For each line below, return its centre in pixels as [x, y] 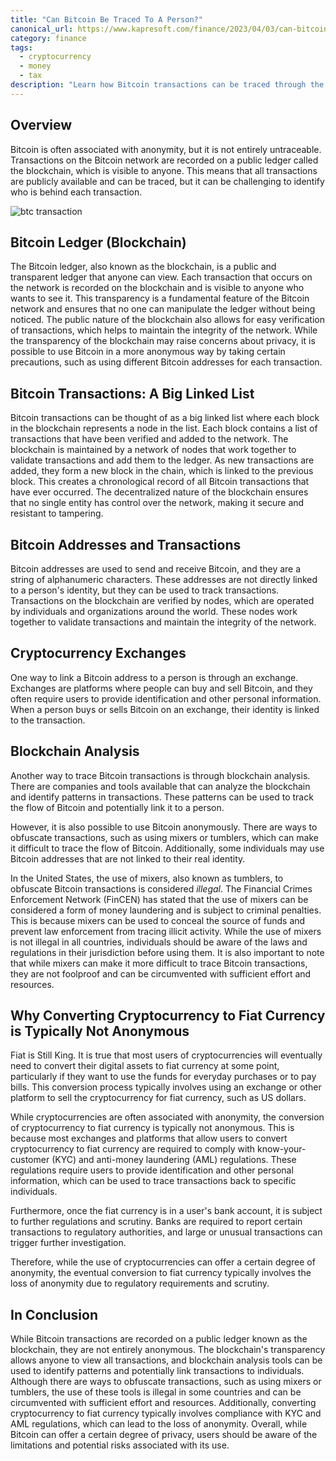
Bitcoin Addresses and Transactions [126, 544]
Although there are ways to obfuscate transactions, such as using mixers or [166, 1382]
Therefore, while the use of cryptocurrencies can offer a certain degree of [163, 1262]
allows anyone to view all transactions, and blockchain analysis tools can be [166, 1360]
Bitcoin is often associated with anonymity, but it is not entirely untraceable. [166, 149]
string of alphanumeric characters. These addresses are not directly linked [164, 579]
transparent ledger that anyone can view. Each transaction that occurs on [161, 277]
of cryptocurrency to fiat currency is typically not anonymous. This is [152, 1128]
